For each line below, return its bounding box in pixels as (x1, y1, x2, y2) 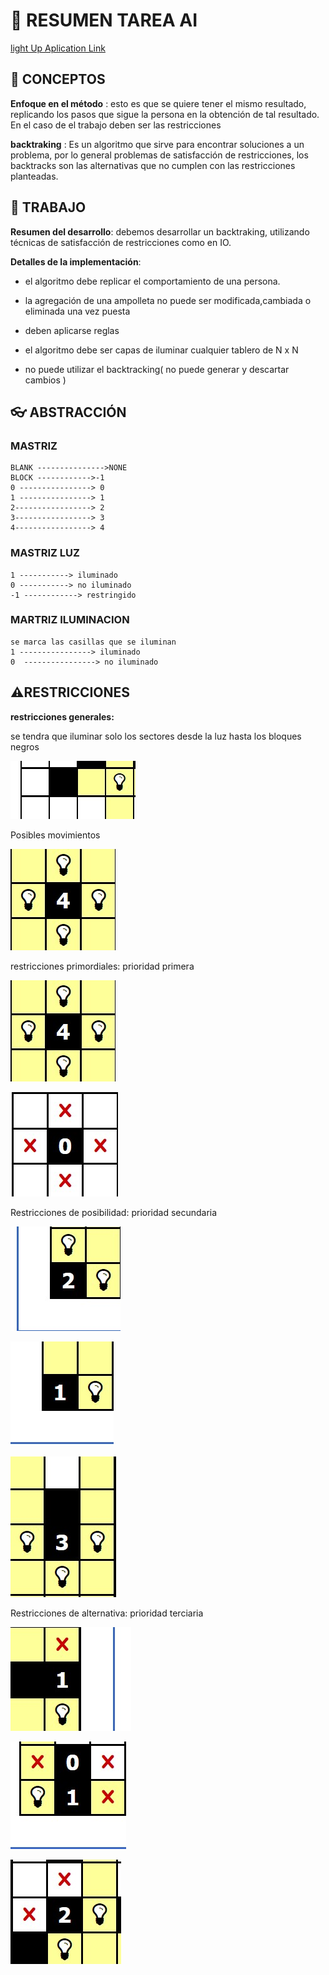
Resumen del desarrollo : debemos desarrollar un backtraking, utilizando (10, 225, 310, 238)
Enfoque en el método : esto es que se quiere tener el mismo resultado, (10, 97, 307, 109)
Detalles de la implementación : (10, 255, 142, 268)
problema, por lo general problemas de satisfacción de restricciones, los (10, 149, 309, 161)
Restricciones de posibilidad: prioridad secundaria (10, 1206, 218, 1218)
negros (10, 740, 40, 753)
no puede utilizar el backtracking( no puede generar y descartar (24, 363, 290, 375)
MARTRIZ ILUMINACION (10, 613, 130, 627)
